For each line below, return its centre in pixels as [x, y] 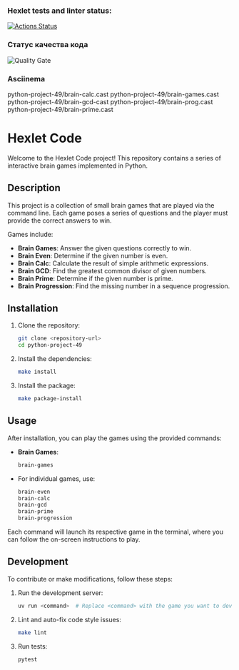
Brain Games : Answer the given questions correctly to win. [105, 248]
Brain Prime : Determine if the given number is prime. [95, 278]
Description [34, 188]
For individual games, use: [56, 478]
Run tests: [32, 646]
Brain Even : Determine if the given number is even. [93, 255]
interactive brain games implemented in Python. [78, 166]
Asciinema [26, 78]
